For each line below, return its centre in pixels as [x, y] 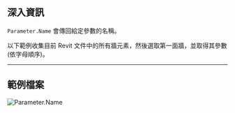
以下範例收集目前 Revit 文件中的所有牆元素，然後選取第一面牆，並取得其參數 [117, 45]
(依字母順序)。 [28, 54]
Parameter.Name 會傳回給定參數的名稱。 [64, 31]
